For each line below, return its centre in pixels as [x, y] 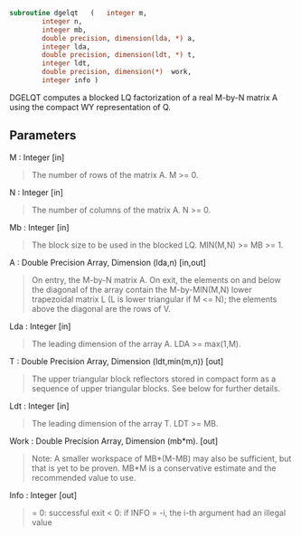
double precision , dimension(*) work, [117, 72]
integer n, [62, 21]
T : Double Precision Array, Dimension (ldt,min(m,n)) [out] [117, 361]
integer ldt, [66, 63]
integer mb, [65, 30]
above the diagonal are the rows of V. [101, 308]
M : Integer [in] [37, 157]
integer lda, [66, 47]
